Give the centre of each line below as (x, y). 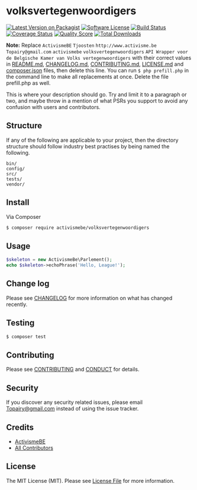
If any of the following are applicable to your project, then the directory (92, 140)
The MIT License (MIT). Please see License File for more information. (90, 481)
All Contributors (34, 448)
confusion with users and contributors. (53, 107)
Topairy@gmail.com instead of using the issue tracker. (72, 409)
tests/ (14, 179)
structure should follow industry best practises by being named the (88, 146)
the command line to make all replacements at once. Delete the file (87, 77)
